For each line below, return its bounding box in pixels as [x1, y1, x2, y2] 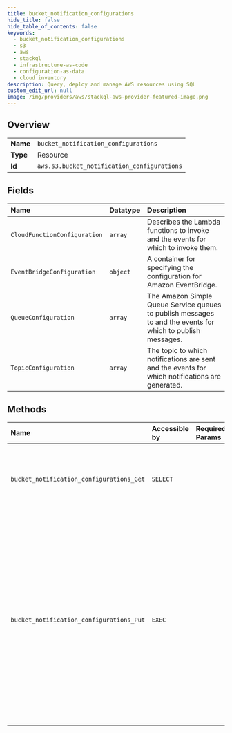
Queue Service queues [147, 300, 222, 310]
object [109, 267, 131, 276]
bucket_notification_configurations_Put [10, 616, 145, 624]
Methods [7, 403, 47, 415]
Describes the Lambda [147, 217, 221, 227]
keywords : [7, 29, 36, 37]
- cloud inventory [13, 74, 67, 82]
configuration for [147, 271, 202, 280]
